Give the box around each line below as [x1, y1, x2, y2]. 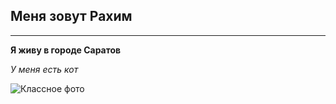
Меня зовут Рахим [10, 8, 133, 25]
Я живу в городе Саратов [10, 44, 122, 56]
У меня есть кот [10, 63, 79, 75]
